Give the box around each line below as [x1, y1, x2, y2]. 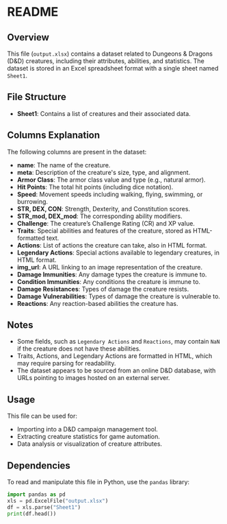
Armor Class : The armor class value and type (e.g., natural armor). [16, 176, 206, 184]
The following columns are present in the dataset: [7, 147, 147, 156]
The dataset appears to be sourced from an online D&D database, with [16, 366, 216, 374]
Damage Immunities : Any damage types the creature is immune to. [16, 270, 207, 278]
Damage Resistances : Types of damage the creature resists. [16, 285, 189, 293]
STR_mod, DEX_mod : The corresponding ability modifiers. [16, 212, 183, 220]
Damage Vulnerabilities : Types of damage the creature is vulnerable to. [16, 292, 221, 300]
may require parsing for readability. [16, 359, 116, 368]
